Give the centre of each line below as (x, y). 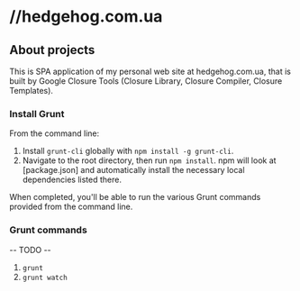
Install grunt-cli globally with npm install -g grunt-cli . (128, 151)
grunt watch (45, 277)
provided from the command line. (71, 207)
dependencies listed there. (72, 180)
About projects (52, 50)
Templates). (32, 91)
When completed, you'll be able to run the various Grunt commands (135, 197)
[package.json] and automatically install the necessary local (133, 170)
